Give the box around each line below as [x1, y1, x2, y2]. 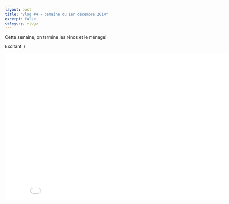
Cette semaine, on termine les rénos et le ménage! [5, 34, 107, 40]
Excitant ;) [5, 44, 25, 49]
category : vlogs [5, 21, 38, 26]
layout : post [5, 7, 32, 12]
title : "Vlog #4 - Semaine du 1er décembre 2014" [5, 12, 109, 17]
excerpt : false [5, 16, 36, 21]
